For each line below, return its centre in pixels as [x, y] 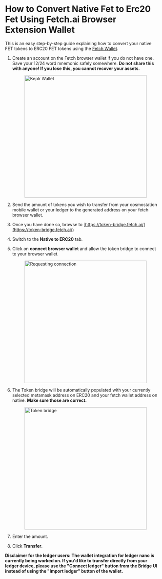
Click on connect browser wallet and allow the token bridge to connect [84, 249]
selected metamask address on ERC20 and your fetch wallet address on [85, 395]
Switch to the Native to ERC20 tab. [47, 239]
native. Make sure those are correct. [49, 400]
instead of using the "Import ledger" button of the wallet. [64, 571]
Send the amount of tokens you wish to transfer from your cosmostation [84, 205]
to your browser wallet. [35, 254]
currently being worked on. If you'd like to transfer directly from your [76, 560]
